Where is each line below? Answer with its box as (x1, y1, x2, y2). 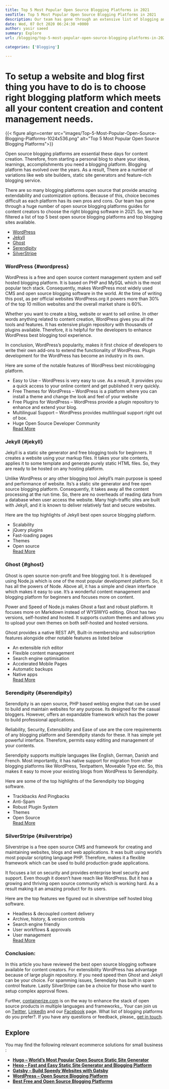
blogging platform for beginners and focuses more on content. (5, 594, 135, 600)
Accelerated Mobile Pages (12, 661, 67, 667)
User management (12, 932, 51, 938)
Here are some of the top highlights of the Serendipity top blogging (5, 778, 144, 784)
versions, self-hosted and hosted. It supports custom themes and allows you (5, 614, 164, 620)
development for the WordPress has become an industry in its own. (5, 352, 145, 358)
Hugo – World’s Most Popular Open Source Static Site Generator (12, 1057, 149, 1063)
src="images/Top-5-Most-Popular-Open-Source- (53, 130, 157, 136)
